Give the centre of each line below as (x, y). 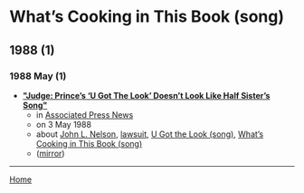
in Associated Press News (85, 114)
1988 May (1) (38, 76)
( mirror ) (50, 153)
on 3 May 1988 (64, 124)
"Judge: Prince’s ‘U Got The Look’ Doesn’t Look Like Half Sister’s (146, 95)
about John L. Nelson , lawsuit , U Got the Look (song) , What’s (150, 134)
